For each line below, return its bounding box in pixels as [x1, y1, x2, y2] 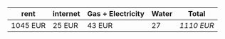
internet [52, 9, 80, 18]
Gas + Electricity [87, 9, 145, 18]
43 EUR [87, 21, 113, 30]
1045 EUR [11, 21, 46, 30]
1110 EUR [179, 21, 215, 30]
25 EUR [52, 21, 78, 30]
